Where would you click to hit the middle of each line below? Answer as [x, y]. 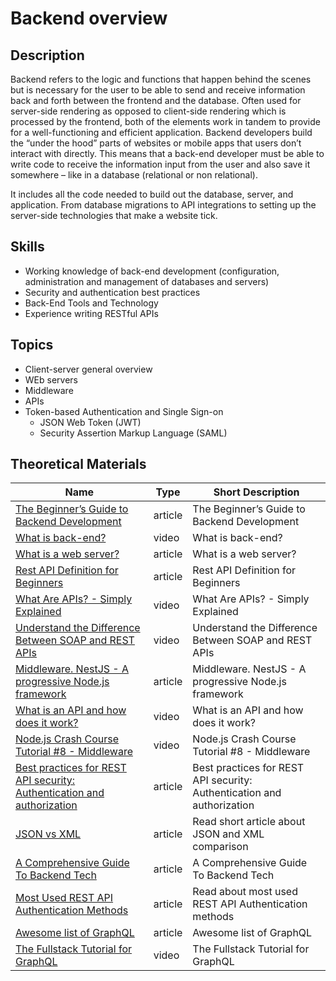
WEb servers [51, 379]
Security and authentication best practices [112, 292]
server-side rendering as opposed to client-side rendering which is [148, 111]
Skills [27, 247]
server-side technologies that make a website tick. [114, 215]
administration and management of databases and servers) [147, 281]
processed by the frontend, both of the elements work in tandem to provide [165, 121]
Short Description [256, 492]
